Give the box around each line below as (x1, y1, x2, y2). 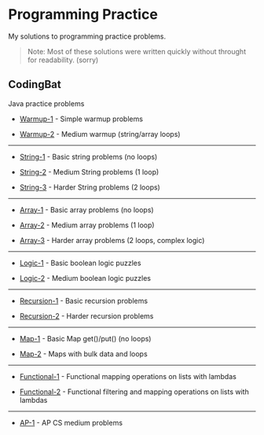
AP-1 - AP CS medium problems (19, 418, 123, 427)
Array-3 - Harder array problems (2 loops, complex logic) (19, 235, 205, 245)
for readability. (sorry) (27, 55, 99, 65)
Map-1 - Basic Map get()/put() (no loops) (19, 334, 152, 343)
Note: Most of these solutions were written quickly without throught (27, 46, 246, 56)
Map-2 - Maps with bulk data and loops (19, 348, 148, 359)
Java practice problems (8, 98, 85, 108)
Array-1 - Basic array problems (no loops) (19, 205, 155, 214)
